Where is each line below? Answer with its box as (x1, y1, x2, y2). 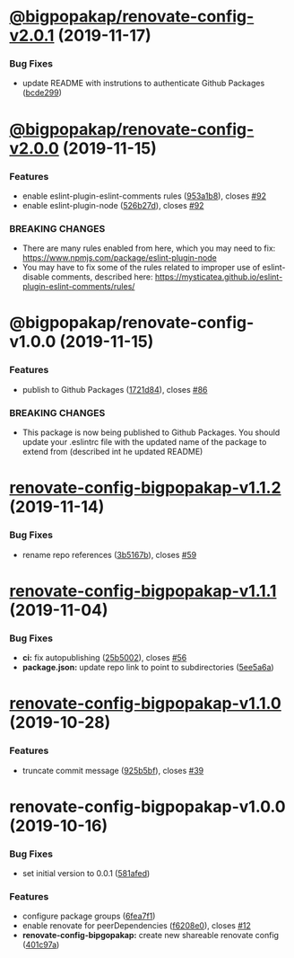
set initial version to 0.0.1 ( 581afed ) (22, 867, 151, 878)
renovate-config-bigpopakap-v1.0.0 (9, 796, 286, 817)
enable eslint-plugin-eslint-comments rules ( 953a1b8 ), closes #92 (22, 191, 267, 201)
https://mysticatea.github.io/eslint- (155, 271, 283, 282)
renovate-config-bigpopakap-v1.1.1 (9, 581, 277, 601)
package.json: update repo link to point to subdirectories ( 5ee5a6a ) (22, 662, 275, 673)
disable (22, 271, 50, 282)
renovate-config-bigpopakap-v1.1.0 (9, 694, 282, 714)
